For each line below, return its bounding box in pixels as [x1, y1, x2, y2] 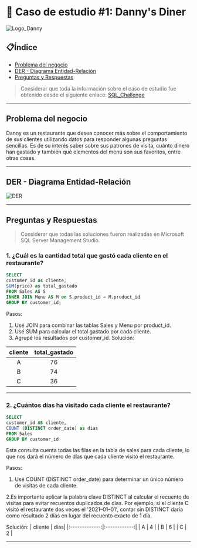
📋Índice [6, 42, 38, 52]
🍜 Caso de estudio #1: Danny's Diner [6, 5, 186, 19]
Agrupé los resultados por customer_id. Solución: [14, 334, 134, 341]
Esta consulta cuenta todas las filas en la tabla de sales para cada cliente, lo [6, 447, 190, 454]
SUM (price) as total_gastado [6, 283, 77, 289]
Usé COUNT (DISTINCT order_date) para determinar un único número [14, 476, 184, 483]
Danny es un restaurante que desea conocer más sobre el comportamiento [6, 129, 188, 136]
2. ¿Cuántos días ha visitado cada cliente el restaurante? [6, 401, 171, 409]
